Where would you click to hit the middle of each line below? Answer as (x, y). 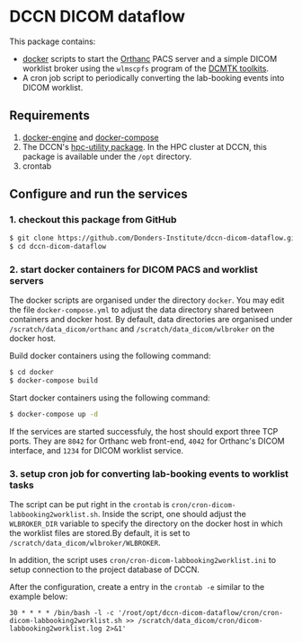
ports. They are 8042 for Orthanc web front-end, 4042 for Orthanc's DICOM (147, 441)
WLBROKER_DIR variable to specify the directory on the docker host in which (146, 523)
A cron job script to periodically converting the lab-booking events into (153, 77)
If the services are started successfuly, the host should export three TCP (144, 432)
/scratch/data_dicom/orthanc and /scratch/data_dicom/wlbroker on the (142, 329)
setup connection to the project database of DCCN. (105, 570)
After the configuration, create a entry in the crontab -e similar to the (137, 587)
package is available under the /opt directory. (107, 156)
